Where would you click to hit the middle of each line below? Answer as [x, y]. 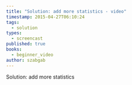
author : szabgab [26, 60]
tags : [13, 22]
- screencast [27, 38]
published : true [26, 44]
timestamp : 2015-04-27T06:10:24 [45, 17]
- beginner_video [32, 55]
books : [14, 49]
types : [14, 33]
